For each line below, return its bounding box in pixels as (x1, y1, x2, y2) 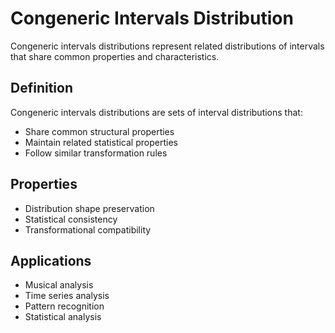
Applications (10, 252, 92, 269)
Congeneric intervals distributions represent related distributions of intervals (10, 40, 325, 52)
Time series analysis (24, 290, 110, 302)
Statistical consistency (24, 213, 118, 225)
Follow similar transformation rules (24, 147, 168, 159)
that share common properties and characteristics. (10, 50, 220, 62)
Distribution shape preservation (24, 202, 155, 214)
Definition (10, 80, 73, 97)
